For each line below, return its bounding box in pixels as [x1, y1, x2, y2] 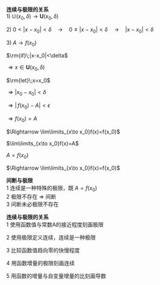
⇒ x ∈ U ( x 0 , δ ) [8, 63, 45, 72]
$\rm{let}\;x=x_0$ [6, 77, 51, 84]
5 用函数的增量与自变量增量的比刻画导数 [6, 272, 107, 280]
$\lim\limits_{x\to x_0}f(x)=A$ [6, 139, 79, 147]
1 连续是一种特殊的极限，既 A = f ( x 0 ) [6, 184, 98, 193]
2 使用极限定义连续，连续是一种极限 [6, 234, 96, 241]
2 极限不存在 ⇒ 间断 [6, 193, 56, 200]
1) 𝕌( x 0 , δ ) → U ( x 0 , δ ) [6, 13, 59, 21]
